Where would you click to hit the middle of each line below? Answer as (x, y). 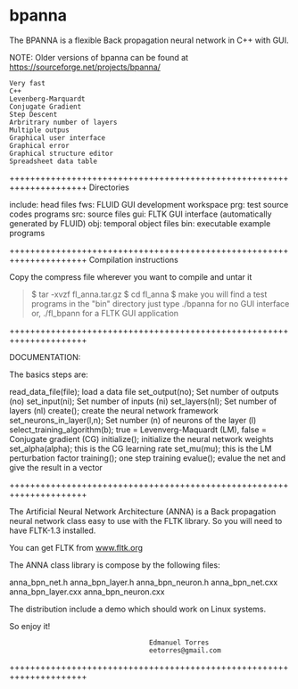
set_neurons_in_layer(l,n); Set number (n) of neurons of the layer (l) (133, 420)
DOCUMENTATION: (45, 357)
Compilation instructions (133, 259)
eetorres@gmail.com (185, 650)
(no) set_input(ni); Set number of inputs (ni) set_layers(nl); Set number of (143, 401)
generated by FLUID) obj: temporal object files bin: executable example (140, 223)
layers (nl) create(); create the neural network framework (114, 410)
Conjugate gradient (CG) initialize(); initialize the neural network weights (141, 439)
